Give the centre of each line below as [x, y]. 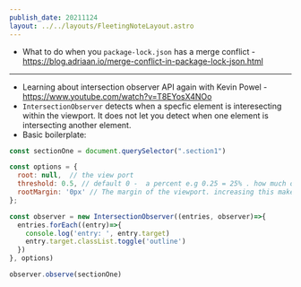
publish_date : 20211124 [54, 17]
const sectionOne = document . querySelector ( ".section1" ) [118, 151]
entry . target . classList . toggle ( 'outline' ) [106, 242]
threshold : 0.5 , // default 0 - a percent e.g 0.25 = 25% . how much [152, 184]
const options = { [43, 167]
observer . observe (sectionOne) [66, 274]
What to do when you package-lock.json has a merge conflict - [138, 51]
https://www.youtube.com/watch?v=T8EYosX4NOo [117, 96]
